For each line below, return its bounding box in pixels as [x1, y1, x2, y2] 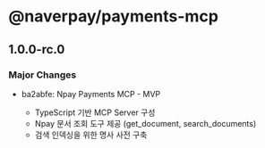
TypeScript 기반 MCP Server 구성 [34, 107, 156, 118]
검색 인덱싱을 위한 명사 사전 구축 [34, 129, 148, 140]
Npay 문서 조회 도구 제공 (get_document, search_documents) [34, 118, 257, 128]
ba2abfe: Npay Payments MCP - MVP [21, 88, 161, 99]
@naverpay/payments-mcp [8, 6, 218, 27]
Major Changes [8, 69, 77, 81]
